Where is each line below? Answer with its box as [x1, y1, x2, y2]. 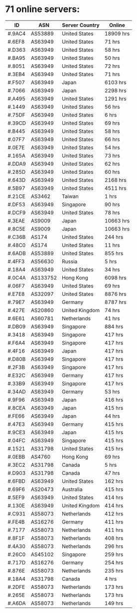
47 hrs [104, 469, 121, 476]
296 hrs [104, 542, 124, 549]
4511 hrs [104, 184, 127, 191]
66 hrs [104, 136, 121, 143]
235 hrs [104, 567, 124, 574]
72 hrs [104, 63, 121, 70]
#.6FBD [7, 477, 26, 484]
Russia [61, 258, 78, 265]
